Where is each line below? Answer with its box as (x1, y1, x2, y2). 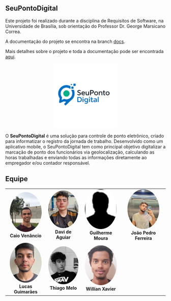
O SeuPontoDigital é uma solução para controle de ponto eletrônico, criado (5, 133, 164, 139)
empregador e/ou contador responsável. (5, 160, 91, 166)
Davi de (55, 229, 72, 235)
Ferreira (134, 235, 152, 241)
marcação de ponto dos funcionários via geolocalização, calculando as (5, 149, 155, 155)
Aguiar (55, 234, 71, 240)
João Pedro (131, 230, 156, 236)
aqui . (5, 54, 16, 60)
